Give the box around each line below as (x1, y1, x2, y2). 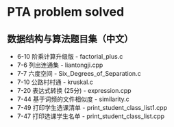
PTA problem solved (7, 4, 125, 20)
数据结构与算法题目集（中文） (7, 33, 134, 44)
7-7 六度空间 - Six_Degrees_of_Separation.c (16, 70, 142, 77)
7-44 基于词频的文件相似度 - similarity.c (16, 95, 130, 103)
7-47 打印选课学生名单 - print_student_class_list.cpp (16, 112, 165, 120)
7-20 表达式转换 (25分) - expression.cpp (16, 87, 132, 94)
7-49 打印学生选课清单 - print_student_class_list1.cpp (16, 104, 168, 111)
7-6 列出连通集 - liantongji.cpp (16, 61, 103, 69)
